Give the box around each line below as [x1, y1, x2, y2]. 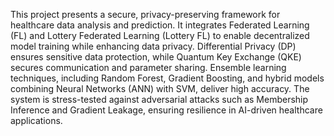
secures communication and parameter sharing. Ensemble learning [10, 62, 287, 73]
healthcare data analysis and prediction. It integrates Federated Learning [10, 19, 310, 31]
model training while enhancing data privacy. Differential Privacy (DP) [10, 40, 297, 52]
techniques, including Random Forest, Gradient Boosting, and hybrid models [10, 72, 325, 84]
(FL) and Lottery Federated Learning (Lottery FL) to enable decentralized [10, 30, 310, 41]
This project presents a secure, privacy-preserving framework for [10, 9, 281, 20]
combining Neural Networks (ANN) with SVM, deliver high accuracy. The [10, 83, 310, 94]
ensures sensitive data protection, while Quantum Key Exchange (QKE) [10, 51, 302, 63]
